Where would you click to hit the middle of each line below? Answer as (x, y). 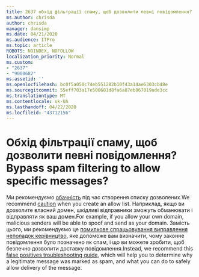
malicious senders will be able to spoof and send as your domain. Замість (98, 223)
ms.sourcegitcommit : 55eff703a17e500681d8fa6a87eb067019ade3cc (87, 90)
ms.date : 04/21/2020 (32, 34)
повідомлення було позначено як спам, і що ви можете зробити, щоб (95, 242)
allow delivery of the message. (44, 268)
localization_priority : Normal (45, 57)
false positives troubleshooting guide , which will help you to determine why (99, 255)
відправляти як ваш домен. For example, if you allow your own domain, (95, 217)
